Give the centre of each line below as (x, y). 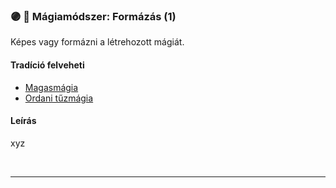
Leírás (23, 121)
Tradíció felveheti (47, 65)
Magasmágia (51, 87)
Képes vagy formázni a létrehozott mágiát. (97, 42)
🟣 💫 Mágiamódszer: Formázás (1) (93, 16)
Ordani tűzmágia (59, 98)
